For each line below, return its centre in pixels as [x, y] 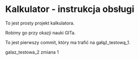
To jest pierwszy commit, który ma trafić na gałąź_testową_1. [68, 42]
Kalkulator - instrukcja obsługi [70, 9]
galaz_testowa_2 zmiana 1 [32, 52]
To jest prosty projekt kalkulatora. [40, 23]
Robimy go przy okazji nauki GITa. [41, 32]
